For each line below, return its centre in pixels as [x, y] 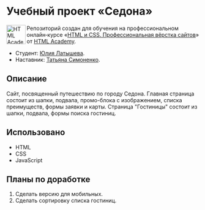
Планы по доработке [48, 179]
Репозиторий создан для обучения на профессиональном [102, 28]
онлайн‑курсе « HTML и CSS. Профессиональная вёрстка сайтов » [113, 34]
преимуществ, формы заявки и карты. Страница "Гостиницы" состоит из [102, 107]
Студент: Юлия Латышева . [50, 53]
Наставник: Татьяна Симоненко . [58, 59]
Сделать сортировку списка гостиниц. [66, 201]
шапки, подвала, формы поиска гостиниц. [61, 113]
